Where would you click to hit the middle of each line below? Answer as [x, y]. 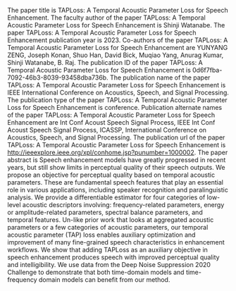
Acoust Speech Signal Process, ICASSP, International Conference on [107, 130]
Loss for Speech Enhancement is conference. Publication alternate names [115, 107]
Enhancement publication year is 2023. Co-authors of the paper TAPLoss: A [118, 40]
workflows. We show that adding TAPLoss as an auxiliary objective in [107, 250]
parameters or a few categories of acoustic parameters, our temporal [108, 227]
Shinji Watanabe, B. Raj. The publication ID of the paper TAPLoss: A [105, 62]
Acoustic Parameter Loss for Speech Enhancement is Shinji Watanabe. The [116, 25]
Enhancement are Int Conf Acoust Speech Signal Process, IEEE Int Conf [111, 122]
